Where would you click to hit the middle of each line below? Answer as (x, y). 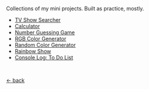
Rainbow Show (33, 51)
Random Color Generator (45, 45)
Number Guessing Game (45, 32)
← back (15, 80)
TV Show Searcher (38, 20)
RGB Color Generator (41, 39)
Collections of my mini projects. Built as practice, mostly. (75, 9)
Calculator (27, 26)
